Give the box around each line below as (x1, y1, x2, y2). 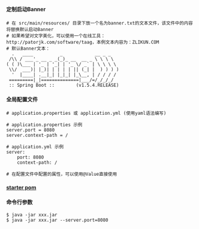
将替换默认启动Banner (6, 27, 54, 33)
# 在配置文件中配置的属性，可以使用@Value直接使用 (6, 171, 117, 178)
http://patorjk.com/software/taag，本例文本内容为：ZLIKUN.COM (6, 39, 159, 45)
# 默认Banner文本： (6, 45, 50, 52)
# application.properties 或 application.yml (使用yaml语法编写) (6, 111, 167, 117)
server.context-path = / (6, 132, 68, 139)
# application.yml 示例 (6, 144, 64, 150)
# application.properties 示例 (6, 122, 83, 128)
